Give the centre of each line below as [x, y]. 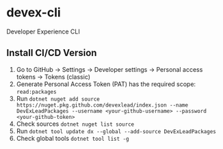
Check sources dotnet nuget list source [75, 124]
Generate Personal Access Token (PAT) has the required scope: [106, 84]
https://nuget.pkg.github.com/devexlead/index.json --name [102, 105]
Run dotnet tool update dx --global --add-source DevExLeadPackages [116, 131]
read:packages [36, 92]
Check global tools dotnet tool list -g [73, 138]
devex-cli [34, 13]
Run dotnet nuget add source [58, 98]
